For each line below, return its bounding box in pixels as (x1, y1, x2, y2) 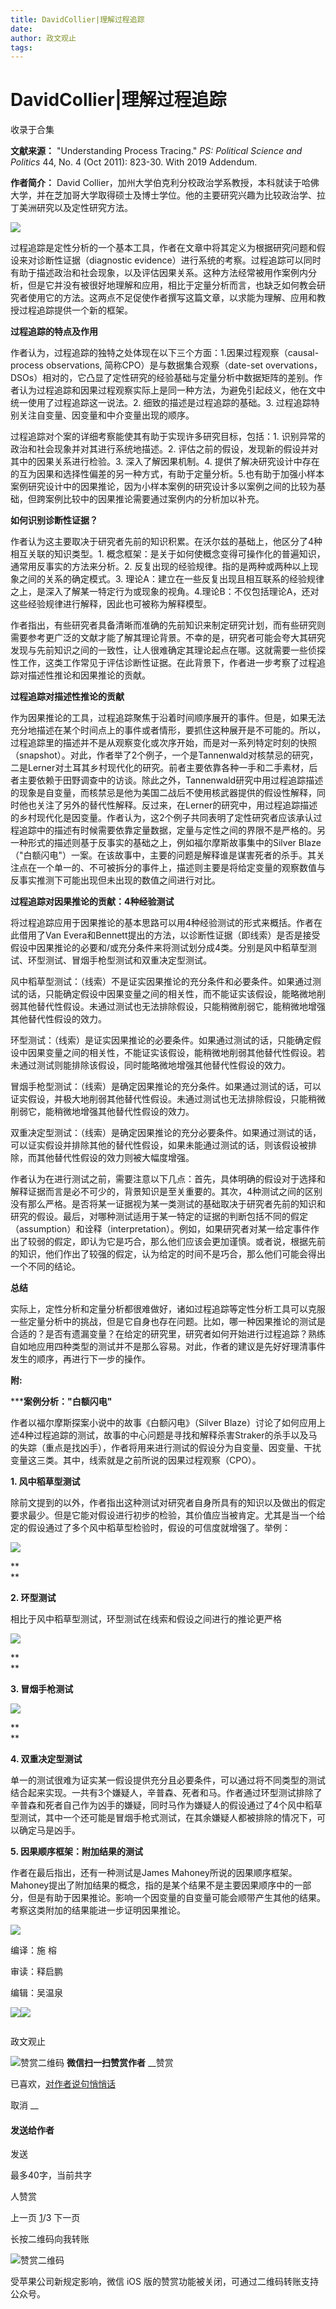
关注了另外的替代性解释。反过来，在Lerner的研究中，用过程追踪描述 (36, 799, 318, 811)
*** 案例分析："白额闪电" (10, 1396, 113, 1408)
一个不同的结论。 (10, 1261, 81, 1273)
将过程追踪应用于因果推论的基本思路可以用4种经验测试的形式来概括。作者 (10, 917, 315, 929)
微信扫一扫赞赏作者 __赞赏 (66, 2057, 174, 2069)
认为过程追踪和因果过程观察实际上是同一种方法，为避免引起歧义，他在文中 (18, 384, 326, 396)
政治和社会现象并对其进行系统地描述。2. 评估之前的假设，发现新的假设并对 (10, 443, 319, 455)
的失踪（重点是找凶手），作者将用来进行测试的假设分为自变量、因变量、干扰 (10, 1442, 322, 1454)
